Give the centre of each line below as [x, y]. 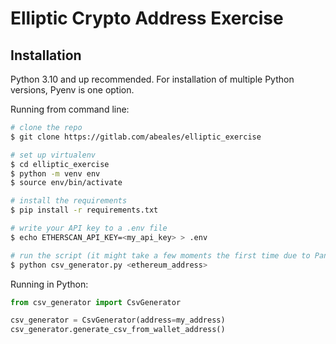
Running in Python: [49, 284]
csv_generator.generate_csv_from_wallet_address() [118, 330]
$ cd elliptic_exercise [60, 164]
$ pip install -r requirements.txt [84, 210]
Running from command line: [70, 109]
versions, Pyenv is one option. [72, 90]
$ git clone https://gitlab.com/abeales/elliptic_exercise [136, 137]
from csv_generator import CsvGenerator [96, 302]
